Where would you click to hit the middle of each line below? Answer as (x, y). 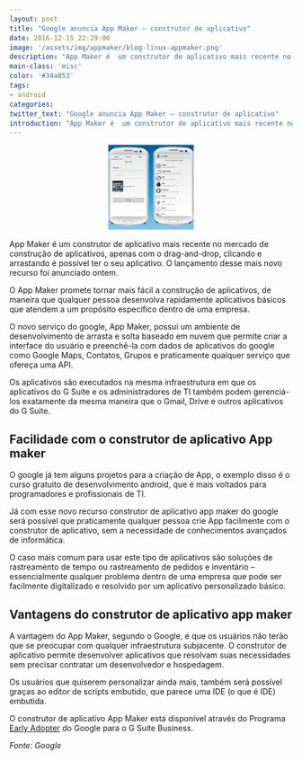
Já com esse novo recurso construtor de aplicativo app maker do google (144, 511)
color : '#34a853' (42, 76)
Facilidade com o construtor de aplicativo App (141, 439)
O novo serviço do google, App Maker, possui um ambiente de (125, 327)
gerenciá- (271, 392)
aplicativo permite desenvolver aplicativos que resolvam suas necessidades (150, 655)
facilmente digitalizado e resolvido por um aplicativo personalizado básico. (148, 586)
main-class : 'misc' (46, 66)
